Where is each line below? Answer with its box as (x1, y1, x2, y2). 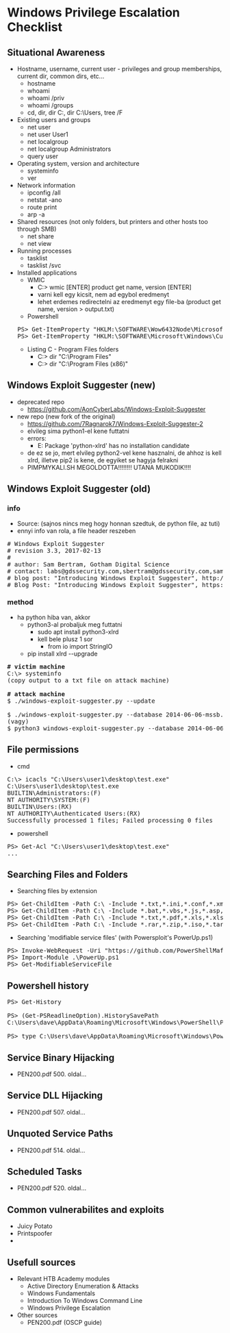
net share (27, 232, 55, 240)
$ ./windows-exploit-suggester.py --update (7, 697, 155, 705)
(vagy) (7, 717, 29, 725)
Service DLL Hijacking (7, 1090, 103, 1101)
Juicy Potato (16, 1222, 53, 1230)
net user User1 (27, 130, 68, 138)
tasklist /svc (27, 262, 62, 269)
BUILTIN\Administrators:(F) (7, 789, 101, 797)
